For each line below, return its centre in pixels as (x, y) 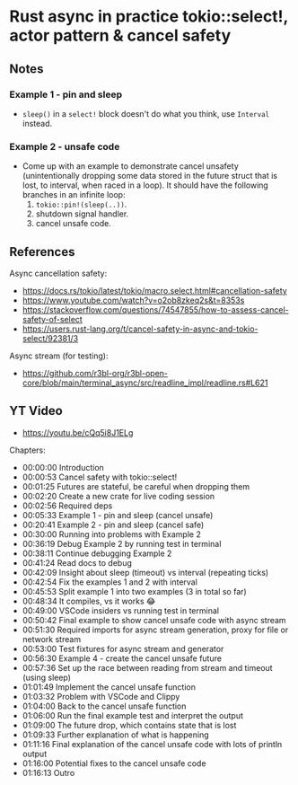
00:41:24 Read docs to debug (77, 562)
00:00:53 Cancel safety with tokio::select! (100, 477)
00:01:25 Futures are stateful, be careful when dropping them (136, 486)
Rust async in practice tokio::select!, (149, 17)
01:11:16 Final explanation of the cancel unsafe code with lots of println (152, 744)
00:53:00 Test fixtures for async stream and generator (123, 648)
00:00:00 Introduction (63, 467)
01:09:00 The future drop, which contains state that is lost (129, 725)
